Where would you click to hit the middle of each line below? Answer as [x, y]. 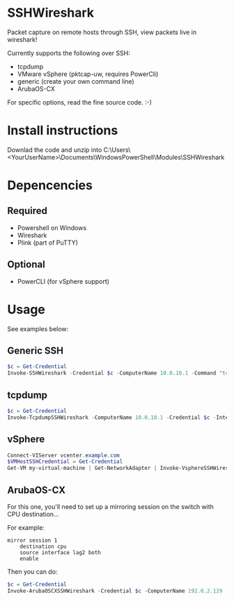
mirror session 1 [32, 540]
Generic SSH [36, 351]
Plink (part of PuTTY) [48, 243]
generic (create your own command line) [76, 81]
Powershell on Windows [52, 227]
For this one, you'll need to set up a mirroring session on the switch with [111, 507]
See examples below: [38, 328]
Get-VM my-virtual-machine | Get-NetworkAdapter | [82, 469]
